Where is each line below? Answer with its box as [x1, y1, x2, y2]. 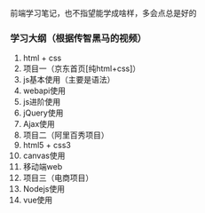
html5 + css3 [22, 140, 72, 151]
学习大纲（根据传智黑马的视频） [10, 32, 147, 44]
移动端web [22, 162, 63, 172]
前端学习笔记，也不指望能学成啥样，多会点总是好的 [10, 8, 197, 18]
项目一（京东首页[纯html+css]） [22, 63, 141, 74]
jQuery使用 [22, 107, 64, 118]
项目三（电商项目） [22, 172, 94, 184]
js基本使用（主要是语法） [22, 75, 115, 85]
